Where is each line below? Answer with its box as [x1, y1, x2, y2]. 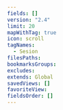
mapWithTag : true [7, 29, 57, 36]
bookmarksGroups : [7, 61, 57, 68]
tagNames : [7, 42, 36, 49]
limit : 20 [7, 23, 36, 29]
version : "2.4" [7, 16, 51, 23]
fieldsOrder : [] [7, 93, 53, 100]
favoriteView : [7, 86, 48, 93]
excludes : [7, 67, 36, 74]
